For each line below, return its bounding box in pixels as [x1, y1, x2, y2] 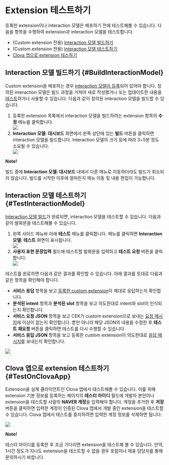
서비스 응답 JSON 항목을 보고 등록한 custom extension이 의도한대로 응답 [12, 332, 157, 338]
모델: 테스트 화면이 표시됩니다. [12, 237, 72, 243]
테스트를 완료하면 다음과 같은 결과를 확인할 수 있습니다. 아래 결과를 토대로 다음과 [5, 270, 163, 277]
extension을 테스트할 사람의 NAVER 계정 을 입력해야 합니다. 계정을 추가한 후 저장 [5, 399, 164, 405]
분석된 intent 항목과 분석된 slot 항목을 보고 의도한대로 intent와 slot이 [12, 300, 149, 306]
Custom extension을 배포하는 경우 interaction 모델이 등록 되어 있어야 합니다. [5, 83, 156, 89]
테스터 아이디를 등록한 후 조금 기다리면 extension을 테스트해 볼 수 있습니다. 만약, [5, 442, 164, 448]
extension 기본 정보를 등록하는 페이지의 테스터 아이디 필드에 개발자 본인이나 [5, 393, 155, 399]
